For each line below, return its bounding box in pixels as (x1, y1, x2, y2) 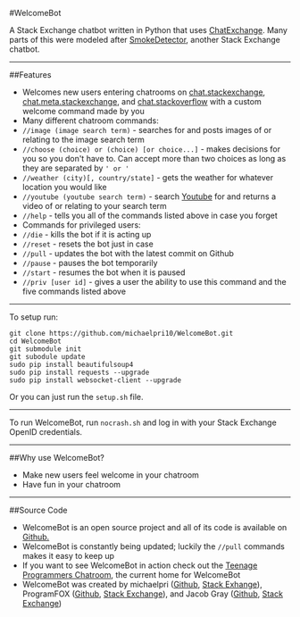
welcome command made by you (21, 106, 146, 116)
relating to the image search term (21, 134, 146, 145)
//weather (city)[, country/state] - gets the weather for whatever (21, 172, 274, 182)
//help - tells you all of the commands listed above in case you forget (21, 210, 279, 221)
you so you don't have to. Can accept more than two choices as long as (21, 154, 287, 163)
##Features (9, 70, 52, 79)
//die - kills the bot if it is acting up (21, 229, 152, 239)
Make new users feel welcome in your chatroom (21, 470, 199, 480)
